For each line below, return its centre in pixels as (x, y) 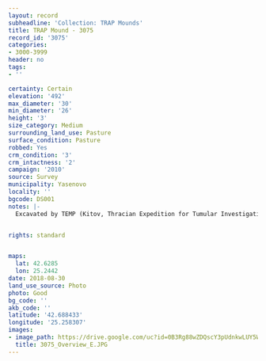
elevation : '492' (37, 96)
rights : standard (37, 235)
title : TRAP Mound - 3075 (51, 30)
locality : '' (30, 192)
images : (21, 330)
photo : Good (28, 293)
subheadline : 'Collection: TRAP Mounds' (76, 23)
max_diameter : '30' (40, 104)
